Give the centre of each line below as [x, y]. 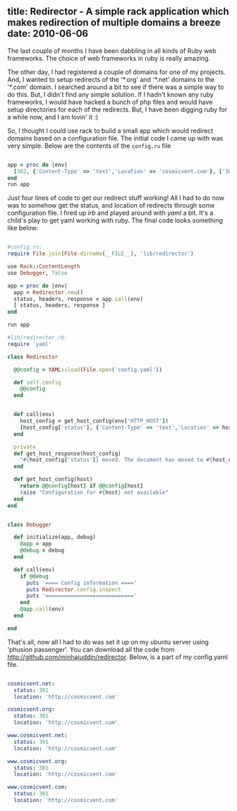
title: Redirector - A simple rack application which [118, 12]
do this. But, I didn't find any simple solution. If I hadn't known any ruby [110, 94]
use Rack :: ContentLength [44, 267]
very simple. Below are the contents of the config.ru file [89, 146]
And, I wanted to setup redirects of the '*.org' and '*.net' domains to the [111, 79]
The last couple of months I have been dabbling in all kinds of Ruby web [112, 51]
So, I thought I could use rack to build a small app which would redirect [110, 131]
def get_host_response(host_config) [67, 454]
